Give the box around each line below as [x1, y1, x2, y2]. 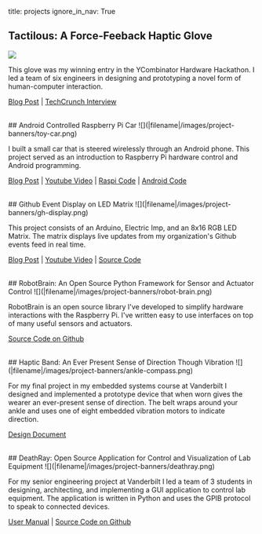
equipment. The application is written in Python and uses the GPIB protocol [8, 493, 251, 503]
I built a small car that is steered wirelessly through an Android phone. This [8, 144, 249, 153]
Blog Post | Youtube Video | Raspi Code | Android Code [8, 176, 187, 185]
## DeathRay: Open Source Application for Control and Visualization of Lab [8, 453, 251, 463]
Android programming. [8, 160, 82, 170]
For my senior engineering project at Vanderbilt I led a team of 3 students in [8, 477, 253, 486]
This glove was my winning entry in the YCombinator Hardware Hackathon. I [8, 64, 255, 74]
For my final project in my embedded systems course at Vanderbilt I [8, 381, 227, 390]
